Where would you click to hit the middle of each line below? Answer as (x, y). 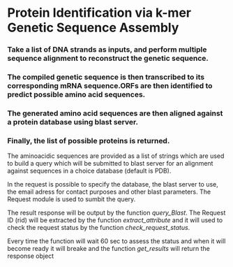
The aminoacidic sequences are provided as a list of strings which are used (116, 156)
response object (31, 256)
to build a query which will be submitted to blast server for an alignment (110, 164)
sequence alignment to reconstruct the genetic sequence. (108, 59)
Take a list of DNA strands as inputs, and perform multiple (107, 50)
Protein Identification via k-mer (99, 13)
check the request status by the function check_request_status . (99, 228)
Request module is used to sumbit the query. (72, 199)
